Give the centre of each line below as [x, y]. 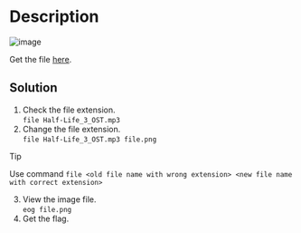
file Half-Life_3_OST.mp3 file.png [89, 139]
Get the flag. [46, 218]
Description [54, 17]
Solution [33, 88]
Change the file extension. [71, 129]
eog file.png [47, 209]
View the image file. [59, 199]
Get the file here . [41, 59]
